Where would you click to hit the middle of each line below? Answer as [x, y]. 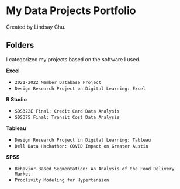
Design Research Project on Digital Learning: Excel [80, 89]
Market [22, 174]
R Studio [17, 99]
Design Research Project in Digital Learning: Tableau [83, 140]
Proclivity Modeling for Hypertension [62, 180]
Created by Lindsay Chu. [36, 27]
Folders [20, 45]
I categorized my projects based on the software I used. [73, 59]
